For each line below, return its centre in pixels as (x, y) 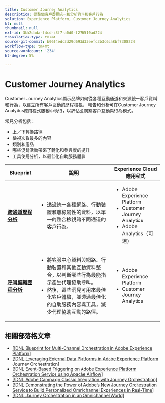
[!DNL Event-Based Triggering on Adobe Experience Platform (74, 369)
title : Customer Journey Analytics (41, 10)
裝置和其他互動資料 (74, 268)
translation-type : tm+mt (30, 37)
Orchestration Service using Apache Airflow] (57, 374)
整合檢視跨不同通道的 (81, 220)
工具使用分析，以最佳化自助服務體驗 (49, 156)
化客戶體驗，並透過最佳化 (76, 297)
